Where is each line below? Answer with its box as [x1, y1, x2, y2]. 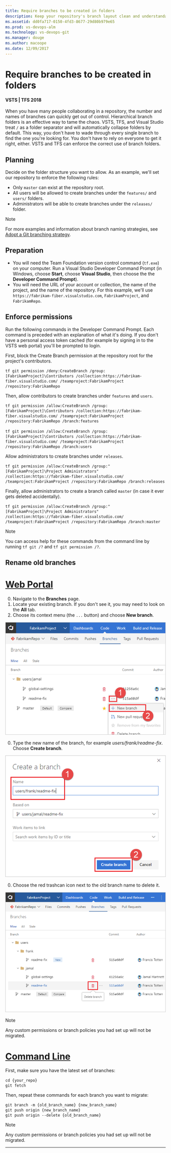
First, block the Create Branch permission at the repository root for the [5, 352, 153, 358]
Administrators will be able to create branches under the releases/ [12, 200, 153, 207]
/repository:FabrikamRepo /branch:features [5, 418, 99, 424]
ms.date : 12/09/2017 [5, 46, 49, 51]
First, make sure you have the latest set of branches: [5, 1068, 116, 1074]
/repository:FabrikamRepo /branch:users [5, 444, 93, 449]
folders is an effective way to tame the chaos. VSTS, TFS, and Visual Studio [5, 119, 164, 125]
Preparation [5, 246, 44, 255]
